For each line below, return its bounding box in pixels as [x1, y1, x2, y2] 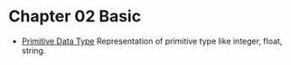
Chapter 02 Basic [8, 6, 142, 27]
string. [21, 45, 46, 55]
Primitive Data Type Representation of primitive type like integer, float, [21, 36, 283, 46]
